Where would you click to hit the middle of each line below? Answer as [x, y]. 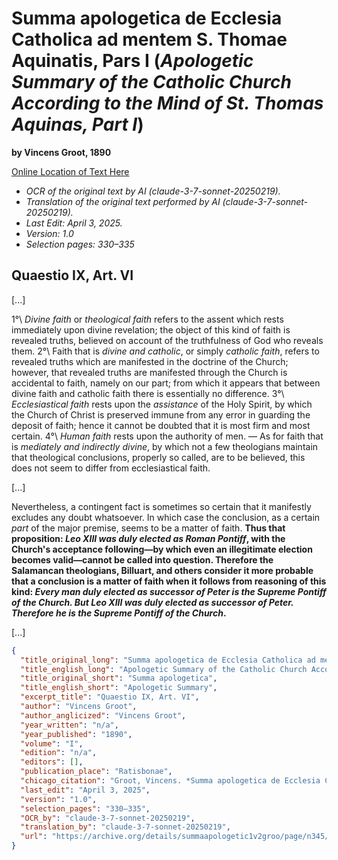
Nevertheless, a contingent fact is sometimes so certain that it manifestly [161, 506]
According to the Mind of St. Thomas [167, 103]
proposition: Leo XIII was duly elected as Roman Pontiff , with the [148, 538]
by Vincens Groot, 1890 [61, 152]
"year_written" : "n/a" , [69, 725]
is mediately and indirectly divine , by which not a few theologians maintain [165, 446]
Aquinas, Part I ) [77, 124]
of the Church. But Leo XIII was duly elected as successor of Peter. [152, 602]
